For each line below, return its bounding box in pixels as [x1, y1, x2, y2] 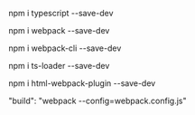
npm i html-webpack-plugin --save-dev [8, 78, 156, 89]
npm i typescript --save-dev [8, 8, 114, 18]
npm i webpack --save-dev [8, 25, 110, 35]
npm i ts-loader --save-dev [8, 61, 110, 71]
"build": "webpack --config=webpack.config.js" [8, 95, 187, 106]
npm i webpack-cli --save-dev [8, 43, 122, 53]
